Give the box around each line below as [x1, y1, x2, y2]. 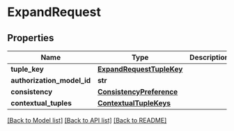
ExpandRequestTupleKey [97, 64, 183, 74]
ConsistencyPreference [97, 87, 178, 96]
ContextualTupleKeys [97, 98, 171, 108]
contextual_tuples [10, 98, 72, 108]
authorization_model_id [10, 76, 91, 85]
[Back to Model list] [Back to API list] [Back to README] [7, 116, 167, 124]
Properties [7, 32, 54, 44]
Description [189, 53, 230, 62]
